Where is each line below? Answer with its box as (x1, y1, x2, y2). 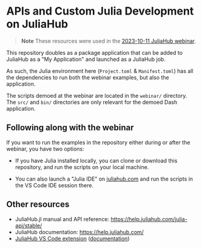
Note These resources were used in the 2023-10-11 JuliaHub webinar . (21, 37, 196, 44)
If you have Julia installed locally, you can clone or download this (15, 157, 178, 164)
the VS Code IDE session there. (15, 181, 94, 189)
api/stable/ (15, 222, 42, 229)
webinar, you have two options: (6, 145, 85, 153)
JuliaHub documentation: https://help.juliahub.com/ (15, 228, 144, 235)
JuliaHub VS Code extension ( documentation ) (15, 235, 130, 242)
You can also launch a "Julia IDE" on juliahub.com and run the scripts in (15, 175, 193, 182)
